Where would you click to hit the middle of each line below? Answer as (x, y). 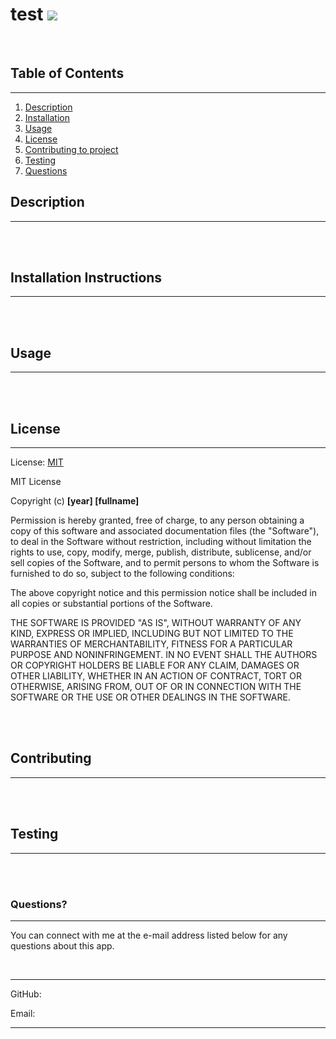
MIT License (36, 481)
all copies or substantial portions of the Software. (111, 603)
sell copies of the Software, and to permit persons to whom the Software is (165, 562)
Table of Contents (67, 73)
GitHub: (26, 994)
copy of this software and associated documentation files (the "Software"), (165, 531)
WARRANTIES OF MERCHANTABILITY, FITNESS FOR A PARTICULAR (151, 644)
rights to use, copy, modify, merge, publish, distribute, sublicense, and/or (161, 552)
